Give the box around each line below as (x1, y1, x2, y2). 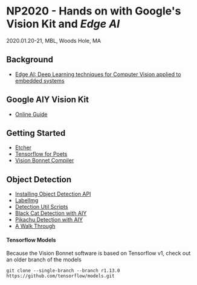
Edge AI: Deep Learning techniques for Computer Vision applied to (15, 71, 181, 78)
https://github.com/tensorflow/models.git (6, 273, 115, 279)
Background (6, 54, 53, 65)
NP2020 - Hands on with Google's (6, 4, 181, 18)
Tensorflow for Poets (15, 150, 68, 158)
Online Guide (15, 110, 48, 118)
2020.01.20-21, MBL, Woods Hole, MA (6, 37, 102, 44)
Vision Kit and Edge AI (6, 17, 120, 31)
